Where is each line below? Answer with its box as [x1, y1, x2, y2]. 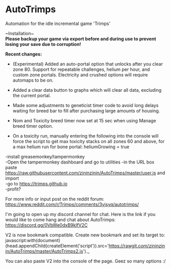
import [5, 175, 19, 181]
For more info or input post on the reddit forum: [5, 196, 104, 202]
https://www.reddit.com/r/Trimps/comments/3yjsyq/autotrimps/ [5, 201, 139, 207]
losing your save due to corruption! [5, 41, 81, 47]
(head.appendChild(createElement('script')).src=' [5, 243, 109, 249]
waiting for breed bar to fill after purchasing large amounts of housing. [12, 107, 160, 114]
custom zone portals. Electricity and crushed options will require [12, 71, 148, 77]
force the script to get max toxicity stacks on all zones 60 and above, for [12, 138, 165, 144]
